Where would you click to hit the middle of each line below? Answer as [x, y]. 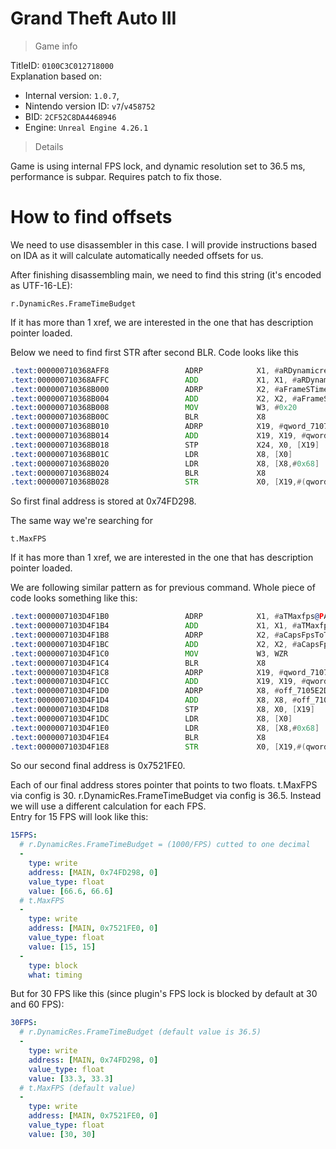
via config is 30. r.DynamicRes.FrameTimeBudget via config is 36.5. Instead [166, 796]
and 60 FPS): [37, 1004]
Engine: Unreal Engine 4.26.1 [86, 127]
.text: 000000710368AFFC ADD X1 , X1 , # [154, 380]
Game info [56, 46]
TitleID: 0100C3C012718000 [62, 65]
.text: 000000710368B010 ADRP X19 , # [147, 427]
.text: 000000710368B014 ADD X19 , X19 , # [158, 436]
